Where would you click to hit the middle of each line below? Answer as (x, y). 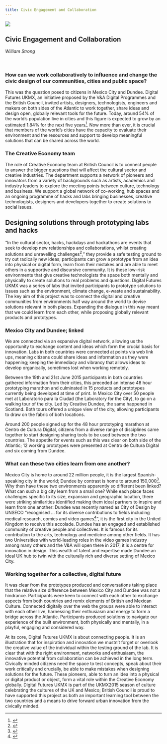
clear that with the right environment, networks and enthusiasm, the (75, 653)
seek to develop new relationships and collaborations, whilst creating (76, 248)
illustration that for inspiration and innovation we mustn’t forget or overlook (82, 643)
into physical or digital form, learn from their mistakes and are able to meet (82, 265)
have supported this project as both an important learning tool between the (82, 696)
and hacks (22, 230)
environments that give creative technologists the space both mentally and (82, 275)
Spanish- (147, 474)
